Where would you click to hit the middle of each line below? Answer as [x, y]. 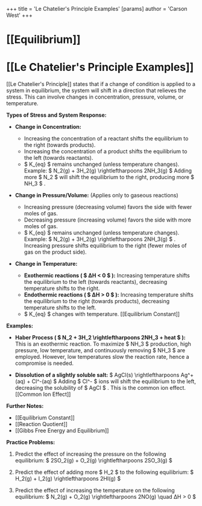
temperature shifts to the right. [62, 288]
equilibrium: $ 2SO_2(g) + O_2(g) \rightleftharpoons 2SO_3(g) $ [94, 461]
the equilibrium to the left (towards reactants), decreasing [96, 282]
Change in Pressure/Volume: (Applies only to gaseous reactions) [97, 195]
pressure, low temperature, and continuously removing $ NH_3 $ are [100, 350]
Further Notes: [25, 406]
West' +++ [20, 15]
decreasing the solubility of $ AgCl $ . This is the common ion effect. [100, 388]
